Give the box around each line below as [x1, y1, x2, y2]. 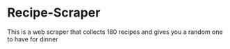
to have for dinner [7, 35, 58, 43]
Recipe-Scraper [7, 5, 101, 21]
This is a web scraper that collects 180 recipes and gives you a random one [7, 28, 224, 36]
